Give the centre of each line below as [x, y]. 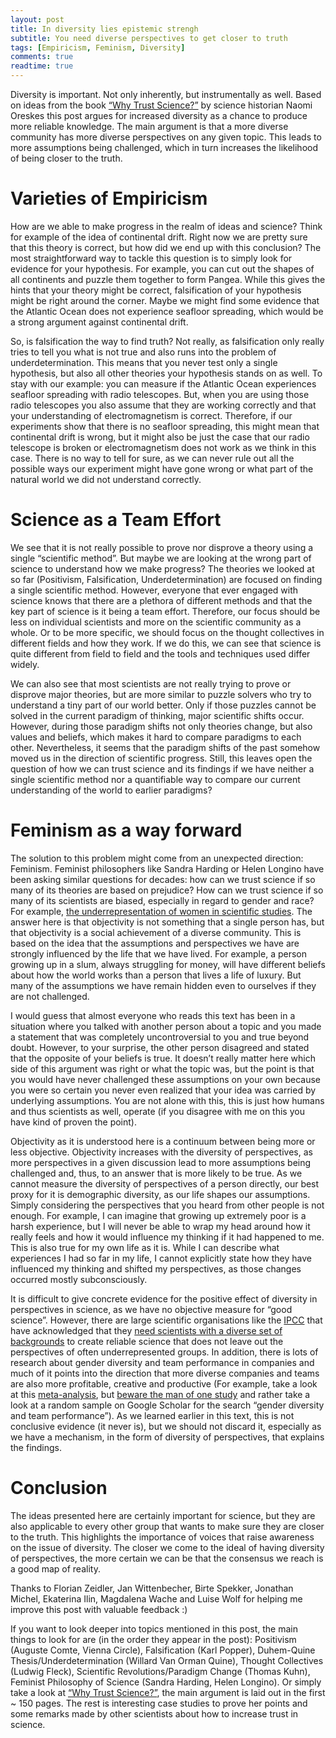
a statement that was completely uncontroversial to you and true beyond [160, 1037]
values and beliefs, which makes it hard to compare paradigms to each [156, 737]
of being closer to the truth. [66, 158]
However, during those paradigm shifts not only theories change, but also [161, 726]
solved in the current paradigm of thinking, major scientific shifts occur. [157, 715]
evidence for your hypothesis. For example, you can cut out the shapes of [162, 268]
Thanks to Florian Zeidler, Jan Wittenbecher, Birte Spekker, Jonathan [152, 1588]
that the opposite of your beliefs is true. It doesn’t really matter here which [163, 1058]
